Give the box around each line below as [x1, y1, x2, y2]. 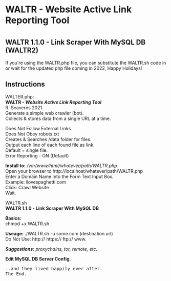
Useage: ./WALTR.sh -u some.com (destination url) [5, 230, 114, 236]
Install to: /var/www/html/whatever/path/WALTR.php [5, 163, 117, 169]
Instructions [5, 80, 45, 89]
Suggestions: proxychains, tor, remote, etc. [5, 246, 98, 252]
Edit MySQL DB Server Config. [5, 255, 71, 262]
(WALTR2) [5, 46, 38, 55]
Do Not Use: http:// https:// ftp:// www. [5, 236, 87, 242]
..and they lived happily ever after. [5, 266, 103, 271]
